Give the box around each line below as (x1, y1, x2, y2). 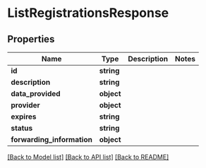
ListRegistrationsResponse (7, 5, 169, 21)
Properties (7, 33, 55, 45)
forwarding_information (11, 135, 93, 144)
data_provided (11, 89, 61, 98)
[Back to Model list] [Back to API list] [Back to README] (7, 153, 169, 161)
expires (11, 112, 37, 121)
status (11, 124, 33, 133)
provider (11, 100, 40, 110)
